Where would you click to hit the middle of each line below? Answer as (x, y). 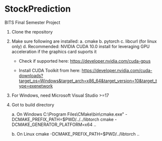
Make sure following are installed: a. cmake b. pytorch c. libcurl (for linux (84, 41)
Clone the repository (32, 32)
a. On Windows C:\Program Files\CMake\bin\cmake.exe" (68, 114)
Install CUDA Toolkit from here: (50, 70)
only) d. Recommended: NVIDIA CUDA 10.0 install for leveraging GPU (81, 46)
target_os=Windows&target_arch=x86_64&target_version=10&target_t (88, 81)
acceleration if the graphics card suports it (54, 52)
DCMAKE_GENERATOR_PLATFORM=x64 (52, 124)
